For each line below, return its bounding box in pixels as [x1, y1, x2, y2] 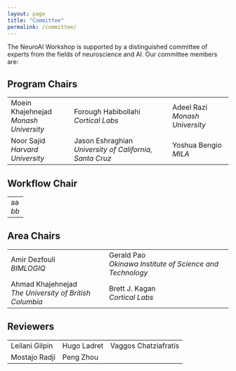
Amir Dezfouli [11, 254, 55, 264]
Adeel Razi [171, 103, 208, 113]
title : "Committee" [7, 17, 65, 24]
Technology [108, 268, 148, 277]
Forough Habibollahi [73, 107, 140, 117]
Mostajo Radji [11, 352, 56, 362]
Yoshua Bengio [171, 140, 223, 150]
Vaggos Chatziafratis [110, 341, 180, 351]
